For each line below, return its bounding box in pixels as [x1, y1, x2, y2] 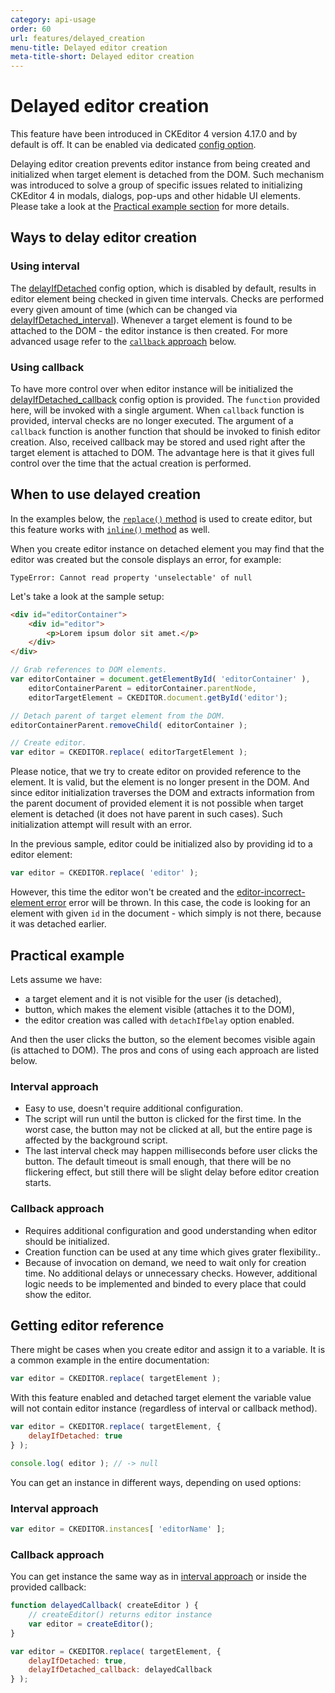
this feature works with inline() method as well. [10, 523, 211, 535]
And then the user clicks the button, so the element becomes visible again [10, 1033, 316, 1045]
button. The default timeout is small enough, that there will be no [24, 1156, 292, 1168]
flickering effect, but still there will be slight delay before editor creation [24, 1166, 320, 1178]
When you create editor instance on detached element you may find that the [10, 542, 325, 555]
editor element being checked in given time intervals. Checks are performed [10, 292, 325, 305]
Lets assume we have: [10, 973, 103, 985]
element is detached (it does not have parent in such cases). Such [10, 808, 283, 820]
